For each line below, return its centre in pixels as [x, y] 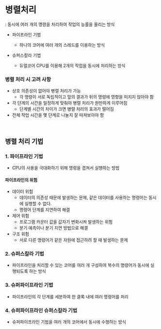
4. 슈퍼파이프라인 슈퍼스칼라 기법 [41, 310]
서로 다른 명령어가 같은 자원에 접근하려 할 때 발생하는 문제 [74, 240]
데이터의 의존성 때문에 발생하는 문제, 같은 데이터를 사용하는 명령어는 [83, 197]
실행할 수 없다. [38, 204]
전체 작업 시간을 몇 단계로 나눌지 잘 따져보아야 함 [58, 115]
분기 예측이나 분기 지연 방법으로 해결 [54, 228]
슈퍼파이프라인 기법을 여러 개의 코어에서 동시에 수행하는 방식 [69, 322]
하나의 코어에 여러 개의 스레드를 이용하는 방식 [62, 45]
